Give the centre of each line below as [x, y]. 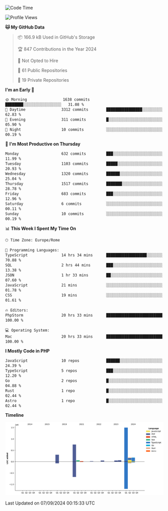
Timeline [15, 415]
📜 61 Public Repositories [42, 70]
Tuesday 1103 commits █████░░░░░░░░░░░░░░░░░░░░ [84, 164]
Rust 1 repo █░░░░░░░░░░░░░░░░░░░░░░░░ [84, 391]
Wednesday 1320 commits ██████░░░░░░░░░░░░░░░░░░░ [84, 174]
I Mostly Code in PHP [28, 351]
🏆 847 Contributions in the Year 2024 [57, 49]
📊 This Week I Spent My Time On [41, 228]
